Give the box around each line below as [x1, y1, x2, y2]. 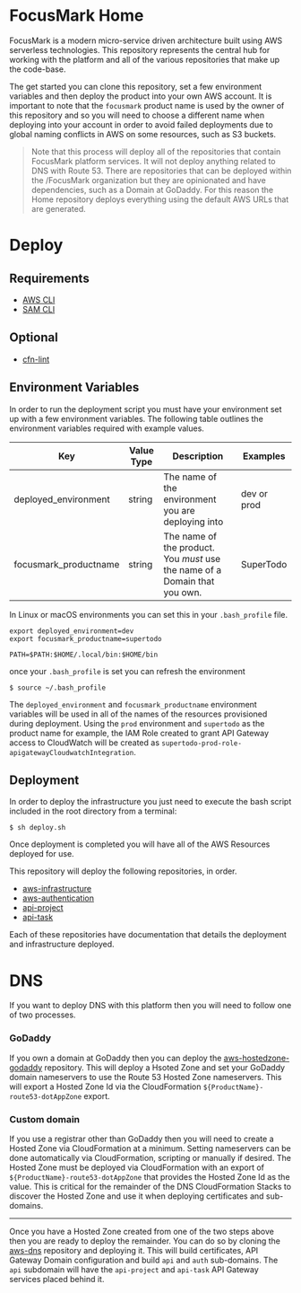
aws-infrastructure [21, 884, 92, 894]
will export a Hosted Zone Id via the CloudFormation [9, 1081, 202, 1092]
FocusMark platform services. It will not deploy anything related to [30, 155, 276, 166]
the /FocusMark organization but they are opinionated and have [30, 174, 266, 185]
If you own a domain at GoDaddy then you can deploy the [9, 1052, 222, 1063]
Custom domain [9, 1113, 81, 1125]
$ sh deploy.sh [9, 823, 66, 832]
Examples [242, 450, 286, 462]
